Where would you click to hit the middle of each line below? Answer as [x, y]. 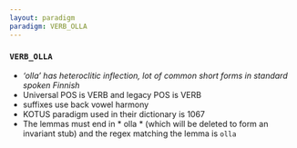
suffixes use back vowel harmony [86, 104]
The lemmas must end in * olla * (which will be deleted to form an [145, 123]
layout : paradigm [42, 18]
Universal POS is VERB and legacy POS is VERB [112, 94]
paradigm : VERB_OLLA [49, 26]
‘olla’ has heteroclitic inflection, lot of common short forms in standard [155, 75]
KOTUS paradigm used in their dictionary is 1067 [114, 113]
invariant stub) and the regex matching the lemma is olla [129, 133]
